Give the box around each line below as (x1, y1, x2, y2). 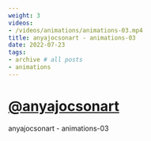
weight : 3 (8, 11, 41, 20)
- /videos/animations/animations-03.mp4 (8, 26, 144, 34)
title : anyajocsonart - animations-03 (8, 33, 136, 42)
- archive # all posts (8, 56, 83, 64)
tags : (8, 48, 26, 56)
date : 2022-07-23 (8, 41, 66, 49)
